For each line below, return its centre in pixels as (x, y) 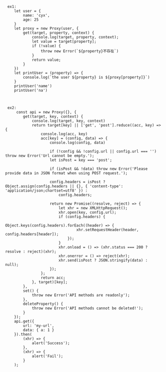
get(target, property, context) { (59, 33)
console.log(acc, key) (64, 134)
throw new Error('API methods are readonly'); (81, 295)
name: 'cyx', (37, 15)
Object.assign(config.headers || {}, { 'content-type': (64, 186)
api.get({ (24, 321)
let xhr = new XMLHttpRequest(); (93, 208)
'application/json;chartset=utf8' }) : (46, 191)
